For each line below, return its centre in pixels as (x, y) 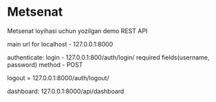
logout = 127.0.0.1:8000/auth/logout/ (58, 78)
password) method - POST (45, 64)
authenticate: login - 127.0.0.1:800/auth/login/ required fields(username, (108, 57)
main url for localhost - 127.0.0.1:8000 (60, 44)
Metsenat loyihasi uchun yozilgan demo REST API (77, 31)
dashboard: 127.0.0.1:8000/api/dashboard (66, 91)
